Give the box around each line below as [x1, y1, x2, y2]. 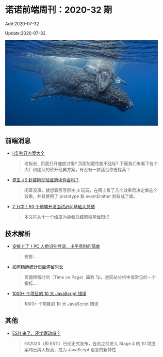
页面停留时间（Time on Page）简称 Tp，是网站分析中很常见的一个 [24, 275, 156, 280]
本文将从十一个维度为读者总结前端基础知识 [24, 214, 110, 220]
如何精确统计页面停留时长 [12, 264, 64, 270]
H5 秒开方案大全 [12, 150, 45, 156]
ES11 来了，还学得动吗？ [12, 330, 61, 336]
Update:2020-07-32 [5, 30, 46, 36]
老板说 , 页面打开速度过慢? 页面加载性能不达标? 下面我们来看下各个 [24, 161, 158, 166]
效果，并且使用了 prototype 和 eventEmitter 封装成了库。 [24, 194, 138, 199]
